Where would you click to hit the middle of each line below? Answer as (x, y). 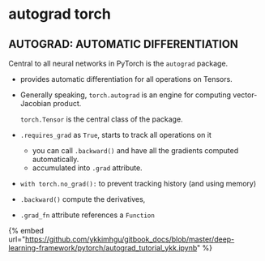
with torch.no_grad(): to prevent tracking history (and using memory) (138, 184)
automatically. (56, 159)
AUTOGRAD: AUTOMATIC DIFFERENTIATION (124, 44)
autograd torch (60, 14)
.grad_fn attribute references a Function (88, 215)
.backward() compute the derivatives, (83, 199)
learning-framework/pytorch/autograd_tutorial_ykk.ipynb (103, 248)
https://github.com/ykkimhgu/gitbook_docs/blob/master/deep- (130, 239)
